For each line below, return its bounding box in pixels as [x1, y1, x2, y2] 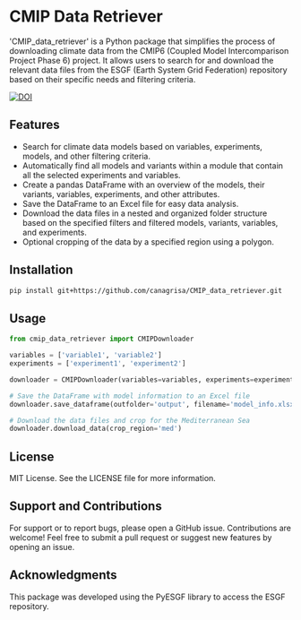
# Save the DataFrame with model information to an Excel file [9, 392, 251, 400]
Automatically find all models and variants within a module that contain [21, 159, 284, 171]
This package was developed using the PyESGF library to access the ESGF [9, 591, 286, 602]
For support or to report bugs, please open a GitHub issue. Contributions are [9, 522, 291, 533]
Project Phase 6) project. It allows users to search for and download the [9, 55, 274, 65]
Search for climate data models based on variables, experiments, [21, 141, 262, 151]
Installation [9, 263, 73, 278]
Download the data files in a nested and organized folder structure [21, 208, 268, 219]
